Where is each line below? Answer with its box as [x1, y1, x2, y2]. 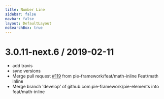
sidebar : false [5, 12, 36, 17]
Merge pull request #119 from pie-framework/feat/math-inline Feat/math [12, 73, 159, 79]
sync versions [12, 68, 41, 74]
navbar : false [5, 16, 34, 21]
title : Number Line [5, 7, 45, 12]
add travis [12, 63, 33, 69]
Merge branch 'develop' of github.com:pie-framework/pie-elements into [12, 84, 159, 90]
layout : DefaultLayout [5, 21, 52, 26]
